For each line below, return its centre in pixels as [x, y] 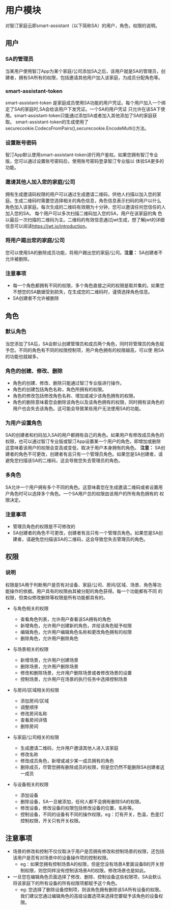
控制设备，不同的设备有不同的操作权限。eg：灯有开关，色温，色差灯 [92, 814]
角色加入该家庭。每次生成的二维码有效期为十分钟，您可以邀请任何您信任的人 [85, 207]
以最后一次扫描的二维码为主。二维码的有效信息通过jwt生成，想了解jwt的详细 [85, 219]
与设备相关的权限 [31, 784]
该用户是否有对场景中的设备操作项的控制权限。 [62, 858]
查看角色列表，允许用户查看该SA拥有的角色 [66, 619]
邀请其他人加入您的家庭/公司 [40, 182]
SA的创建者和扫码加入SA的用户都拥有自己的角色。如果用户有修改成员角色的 [85, 435]
